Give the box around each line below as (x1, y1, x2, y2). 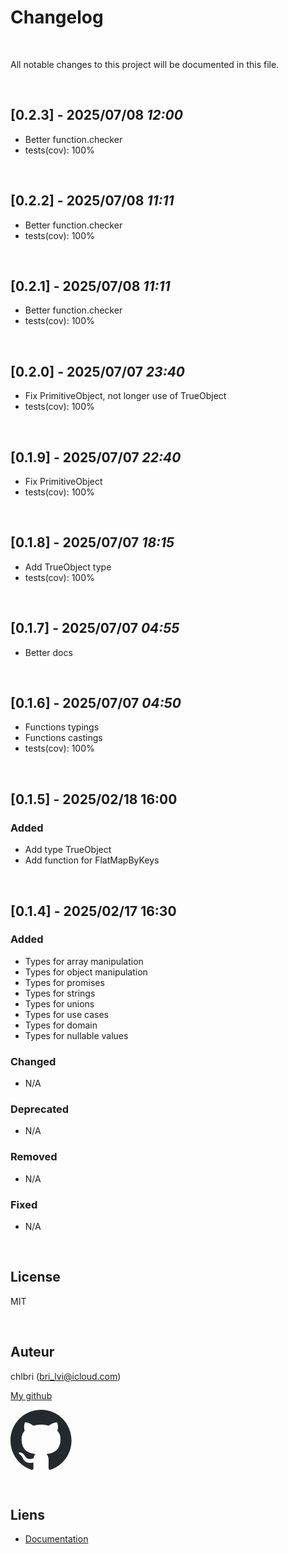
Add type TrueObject (24, 844, 112, 856)
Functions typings (24, 721, 100, 733)
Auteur (10, 1344, 55, 1361)
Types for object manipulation (24, 966, 148, 978)
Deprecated (10, 1102, 70, 1116)
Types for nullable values (24, 1029, 129, 1041)
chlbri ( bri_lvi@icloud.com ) (10, 1370, 122, 1382)
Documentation (24, 1533, 89, 1545)
